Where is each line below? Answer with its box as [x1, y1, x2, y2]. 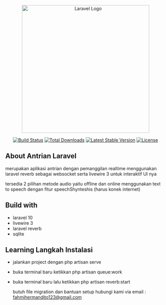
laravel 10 [12, 215, 33, 221]
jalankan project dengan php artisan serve [12, 259, 102, 265]
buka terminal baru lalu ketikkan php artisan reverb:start [12, 279, 131, 285]
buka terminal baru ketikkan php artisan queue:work [12, 269, 122, 275]
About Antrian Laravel [5, 152, 77, 160]
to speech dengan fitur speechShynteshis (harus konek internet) [5, 186, 141, 192]
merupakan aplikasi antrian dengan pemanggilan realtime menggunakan [5, 165, 157, 171]
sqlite [12, 230, 24, 237]
